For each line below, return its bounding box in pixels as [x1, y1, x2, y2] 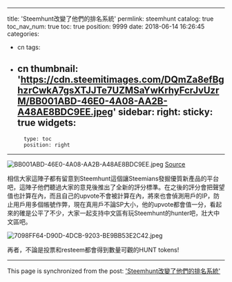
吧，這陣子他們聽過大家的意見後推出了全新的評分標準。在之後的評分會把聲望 [7, 182, 225, 191]
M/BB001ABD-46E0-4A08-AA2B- [17, 95, 168, 107]
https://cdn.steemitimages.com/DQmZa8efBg [20, 74, 224, 86]
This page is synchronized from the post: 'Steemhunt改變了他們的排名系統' [7, 267, 221, 275]
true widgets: [17, 117, 77, 129]
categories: [7, 30, 39, 38]
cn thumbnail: [17, 63, 79, 75]
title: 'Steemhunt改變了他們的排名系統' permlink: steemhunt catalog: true [7, 15, 214, 23]
